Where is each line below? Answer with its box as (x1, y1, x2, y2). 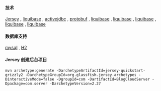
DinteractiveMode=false (5, 77, 55, 82)
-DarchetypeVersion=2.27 (49, 81, 101, 86)
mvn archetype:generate (5, 68, 55, 73)
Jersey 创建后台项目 (5, 57, 47, 62)
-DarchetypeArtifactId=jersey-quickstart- (56, 68, 146, 73)
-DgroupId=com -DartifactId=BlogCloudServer (56, 77, 150, 82)
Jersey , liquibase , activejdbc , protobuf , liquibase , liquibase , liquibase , (5, 16, 157, 22)
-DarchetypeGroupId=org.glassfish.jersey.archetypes (25, 72, 137, 77)
